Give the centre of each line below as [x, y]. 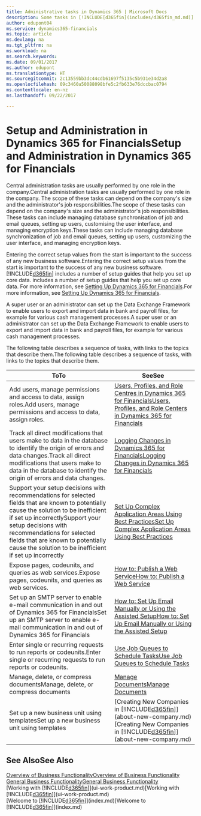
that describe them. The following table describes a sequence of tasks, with [99, 354]
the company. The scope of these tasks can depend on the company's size [99, 198]
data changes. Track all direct [50, 455]
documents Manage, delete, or [51, 684]
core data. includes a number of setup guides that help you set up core [94, 280]
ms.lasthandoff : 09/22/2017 [41, 95]
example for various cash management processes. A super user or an [91, 317]
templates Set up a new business [55, 720]
